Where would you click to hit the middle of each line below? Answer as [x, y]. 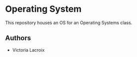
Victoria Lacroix [28, 50]
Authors [18, 38]
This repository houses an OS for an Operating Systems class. [69, 23]
